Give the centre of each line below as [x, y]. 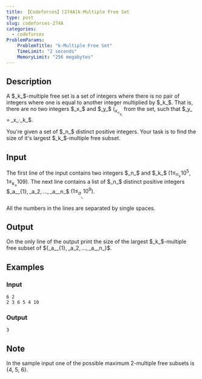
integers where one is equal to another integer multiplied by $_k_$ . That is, [99, 102]
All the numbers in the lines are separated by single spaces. [81, 208]
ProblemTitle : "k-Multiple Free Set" [65, 46]
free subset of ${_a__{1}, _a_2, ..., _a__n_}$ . [59, 248]
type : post [20, 18]
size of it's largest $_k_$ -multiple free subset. [63, 138]
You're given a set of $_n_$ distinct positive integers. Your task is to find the [101, 132]
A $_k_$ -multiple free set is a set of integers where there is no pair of [93, 96]
